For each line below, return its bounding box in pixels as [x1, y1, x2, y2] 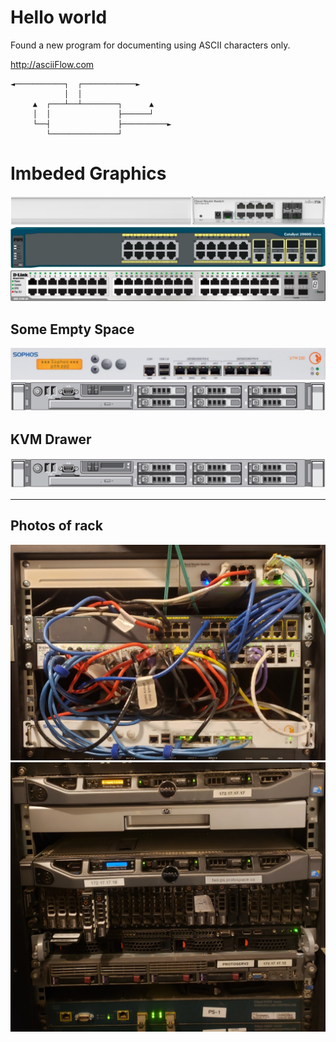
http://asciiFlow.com [10, 58, 95, 70]
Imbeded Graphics [10, 162, 167, 185]
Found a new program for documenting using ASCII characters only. [10, 39, 291, 51]
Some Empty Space [10, 321, 135, 338]
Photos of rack [10, 517, 103, 535]
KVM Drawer [10, 431, 92, 448]
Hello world [10, 6, 108, 29]
